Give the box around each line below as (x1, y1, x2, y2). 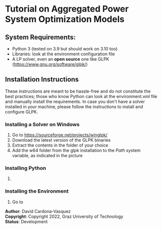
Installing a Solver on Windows (5, 121, 80, 128)
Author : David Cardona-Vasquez (5, 208, 71, 214)
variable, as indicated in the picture (12, 153, 83, 159)
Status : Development (5, 218, 48, 224)
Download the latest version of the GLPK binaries (12, 137, 111, 143)
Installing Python (5, 165, 46, 172)
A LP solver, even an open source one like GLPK (12, 56, 109, 62)
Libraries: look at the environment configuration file (12, 51, 115, 57)
